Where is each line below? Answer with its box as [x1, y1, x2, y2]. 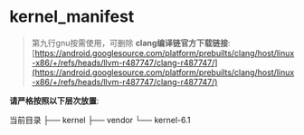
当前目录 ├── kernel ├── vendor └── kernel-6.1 [9, 114, 192, 125]
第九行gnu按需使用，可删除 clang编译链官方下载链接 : [31, 37, 231, 48]
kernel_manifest [9, 6, 135, 27]
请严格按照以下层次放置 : [9, 95, 100, 106]
